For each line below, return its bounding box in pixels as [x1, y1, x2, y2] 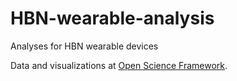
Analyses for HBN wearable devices [10, 40, 159, 52]
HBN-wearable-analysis [10, 7, 215, 30]
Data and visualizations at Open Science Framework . [10, 59, 228, 71]
